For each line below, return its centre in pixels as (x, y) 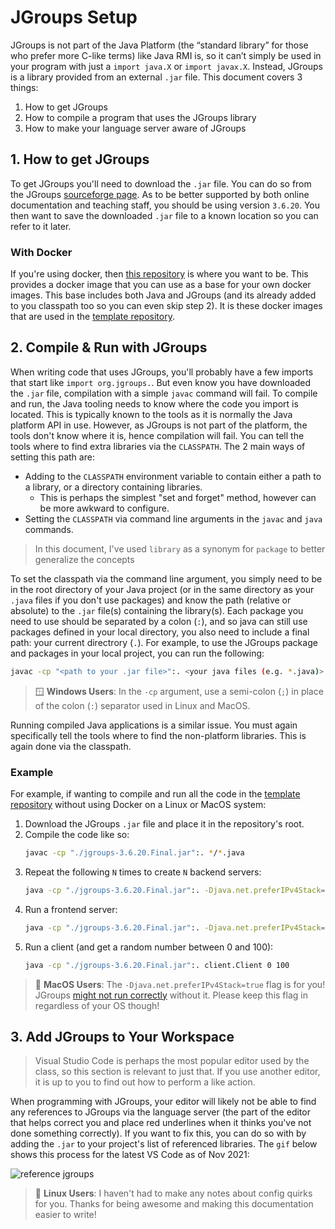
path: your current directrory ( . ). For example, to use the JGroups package (164, 642)
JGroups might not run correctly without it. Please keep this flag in (171, 995)
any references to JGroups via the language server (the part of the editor (160, 1112)
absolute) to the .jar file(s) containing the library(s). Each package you (157, 610)
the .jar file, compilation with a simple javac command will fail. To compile (164, 393)
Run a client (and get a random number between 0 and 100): (149, 947)
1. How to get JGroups (80, 159)
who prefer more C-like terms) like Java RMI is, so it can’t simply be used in (166, 55)
